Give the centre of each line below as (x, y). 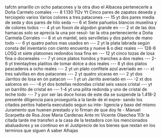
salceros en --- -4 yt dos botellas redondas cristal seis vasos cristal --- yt (79, 84)
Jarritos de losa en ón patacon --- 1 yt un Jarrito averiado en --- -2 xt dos (79, 79)
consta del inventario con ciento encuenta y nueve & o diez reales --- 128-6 (81, 48)
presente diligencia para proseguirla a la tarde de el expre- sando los (74, 100)
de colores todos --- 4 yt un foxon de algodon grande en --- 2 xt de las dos (80, 28)
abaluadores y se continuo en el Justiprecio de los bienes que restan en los (80, 125)
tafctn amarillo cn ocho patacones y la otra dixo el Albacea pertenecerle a (79, 7)
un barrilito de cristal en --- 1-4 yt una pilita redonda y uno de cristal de (76, 89)
